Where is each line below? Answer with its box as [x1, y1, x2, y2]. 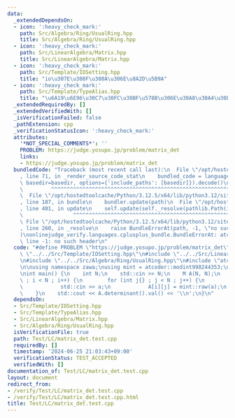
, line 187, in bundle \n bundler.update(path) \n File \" [20, 199, 201, 206]
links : [20, 153, 39, 161]
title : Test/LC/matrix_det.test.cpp [7, 400, 114, 408]
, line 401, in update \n [20, 206, 92, 212]
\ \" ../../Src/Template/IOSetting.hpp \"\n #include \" [20, 251, 180, 258]
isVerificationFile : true [13, 329, 90, 336]
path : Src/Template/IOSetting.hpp [20, 69, 120, 75]
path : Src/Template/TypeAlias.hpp [20, 88, 120, 95]
